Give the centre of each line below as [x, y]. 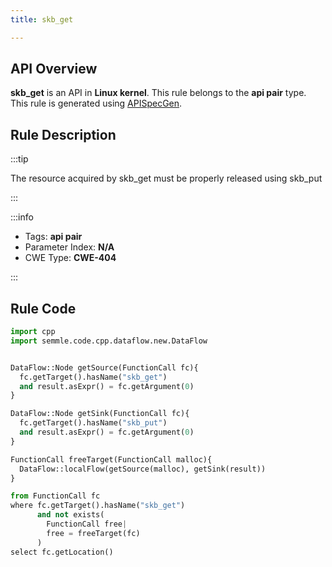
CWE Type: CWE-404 [70, 258]
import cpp [33, 332]
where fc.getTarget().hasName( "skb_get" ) [98, 506]
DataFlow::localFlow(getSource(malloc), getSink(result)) [143, 469]
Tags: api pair [53, 237]
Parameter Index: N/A [69, 247]
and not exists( [70, 515]
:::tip [19, 159]
